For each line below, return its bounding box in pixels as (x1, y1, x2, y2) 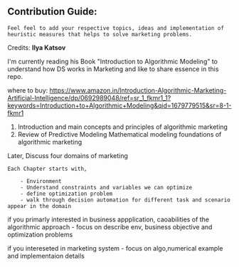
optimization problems (7, 230, 73, 239)
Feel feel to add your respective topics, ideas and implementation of (7, 24, 224, 31)
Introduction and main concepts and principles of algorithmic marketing (17, 122, 228, 131)
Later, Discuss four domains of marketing (7, 151, 128, 159)
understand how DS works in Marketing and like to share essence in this (7, 64, 219, 73)
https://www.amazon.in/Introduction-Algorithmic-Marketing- (49, 85, 227, 95)
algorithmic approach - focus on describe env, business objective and (7, 222, 213, 231)
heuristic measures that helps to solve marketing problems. (7, 31, 193, 38)
